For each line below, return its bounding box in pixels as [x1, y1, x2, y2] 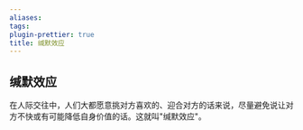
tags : [9, 22, 30, 31]
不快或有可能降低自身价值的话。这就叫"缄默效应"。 [16, 111, 207, 122]
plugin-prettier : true [9, 30, 95, 39]
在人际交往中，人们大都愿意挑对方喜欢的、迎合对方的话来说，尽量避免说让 [9, 100, 286, 111]
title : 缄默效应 [9, 38, 65, 48]
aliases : [9, 13, 42, 23]
